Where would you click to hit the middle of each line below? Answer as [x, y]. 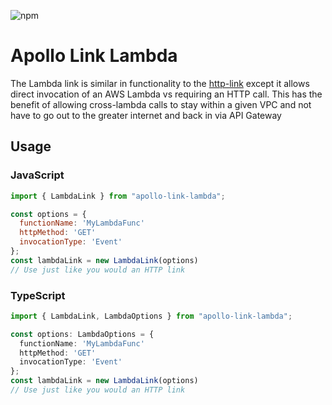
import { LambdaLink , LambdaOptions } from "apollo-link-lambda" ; [151, 316]
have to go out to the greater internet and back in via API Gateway [146, 115]
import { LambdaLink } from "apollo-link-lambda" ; [118, 196]
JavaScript [37, 175]
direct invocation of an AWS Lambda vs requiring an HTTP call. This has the [166, 94]
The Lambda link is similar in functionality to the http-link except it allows [160, 83]
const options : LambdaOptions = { [82, 334]
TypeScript [38, 295]
